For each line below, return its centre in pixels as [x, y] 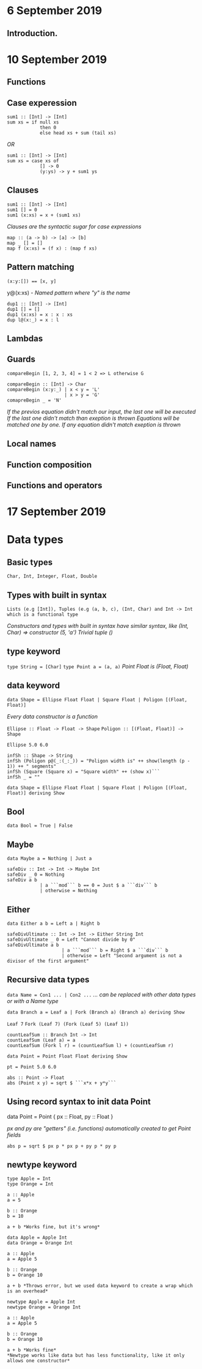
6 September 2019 [55, 11]
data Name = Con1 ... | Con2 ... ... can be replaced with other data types [101, 994]
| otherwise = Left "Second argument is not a [122, 956]
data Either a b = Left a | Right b [53, 924]
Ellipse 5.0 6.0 [27, 745]
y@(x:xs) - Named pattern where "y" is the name [69, 293]
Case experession [42, 103]
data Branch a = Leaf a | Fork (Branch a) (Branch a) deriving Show [96, 1012]
